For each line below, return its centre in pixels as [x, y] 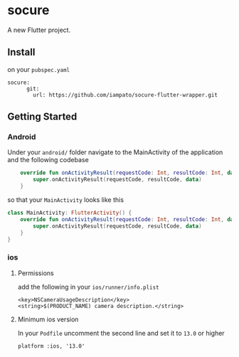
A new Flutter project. [39, 30]
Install [21, 52]
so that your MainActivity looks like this [66, 200]
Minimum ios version [48, 319]
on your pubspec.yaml [38, 69]
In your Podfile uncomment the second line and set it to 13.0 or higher [121, 333]
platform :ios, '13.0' [51, 346]
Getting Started [42, 117]
